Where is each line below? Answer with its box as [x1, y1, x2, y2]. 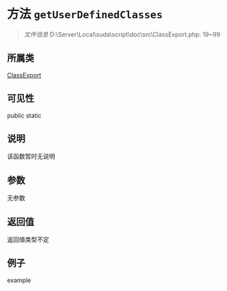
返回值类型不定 [7, 235, 49, 244]
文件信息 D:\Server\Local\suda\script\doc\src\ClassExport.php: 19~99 [23, 30, 221, 38]
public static [7, 111, 42, 119]
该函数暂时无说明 [7, 152, 55, 161]
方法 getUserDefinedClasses [7, 6, 163, 22]
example [7, 276, 31, 284]
